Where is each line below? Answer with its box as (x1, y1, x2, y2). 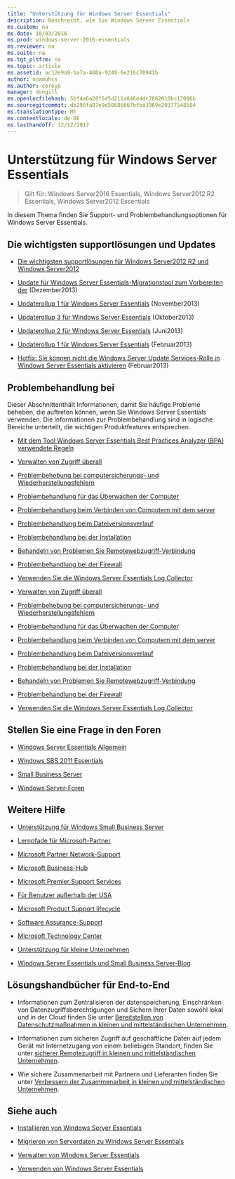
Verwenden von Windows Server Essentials (17, 1164, 144, 1173)
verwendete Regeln (17, 444, 74, 452)
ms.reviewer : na (7, 43, 55, 50)
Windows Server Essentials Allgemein (17, 743, 127, 751)
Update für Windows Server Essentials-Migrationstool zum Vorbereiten (17, 278, 223, 287)
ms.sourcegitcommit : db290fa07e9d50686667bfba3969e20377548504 (7, 102, 196, 109)
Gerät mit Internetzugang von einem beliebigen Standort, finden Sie (17, 1041, 213, 1050)
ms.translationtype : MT (7, 108, 77, 115)
